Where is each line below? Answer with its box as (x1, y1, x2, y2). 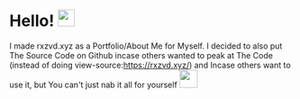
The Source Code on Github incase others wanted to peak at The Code (9, 49, 273, 60)
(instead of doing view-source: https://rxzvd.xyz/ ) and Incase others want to (9, 59, 291, 70)
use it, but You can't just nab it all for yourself (9, 79, 177, 90)
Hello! (9, 11, 55, 31)
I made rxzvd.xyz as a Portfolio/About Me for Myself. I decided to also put (9, 40, 283, 51)
